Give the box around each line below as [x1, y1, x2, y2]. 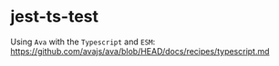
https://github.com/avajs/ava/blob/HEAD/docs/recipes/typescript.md [10, 45, 270, 56]
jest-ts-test [10, 6, 99, 27]
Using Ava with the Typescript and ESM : [10, 36, 156, 47]
